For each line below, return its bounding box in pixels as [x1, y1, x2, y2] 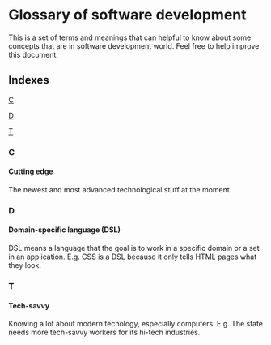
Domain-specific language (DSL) [8, 225, 121, 235]
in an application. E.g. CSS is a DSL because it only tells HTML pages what [8, 252, 257, 261]
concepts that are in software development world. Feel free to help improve [8, 41, 260, 50]
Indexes [8, 73, 50, 87]
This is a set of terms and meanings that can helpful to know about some [8, 32, 252, 42]
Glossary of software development [8, 6, 247, 24]
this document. [8, 50, 59, 59]
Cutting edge [8, 166, 54, 176]
